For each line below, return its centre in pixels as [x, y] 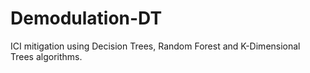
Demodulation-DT [86, 18]
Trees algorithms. [46, 56]
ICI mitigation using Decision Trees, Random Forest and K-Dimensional [155, 46]
